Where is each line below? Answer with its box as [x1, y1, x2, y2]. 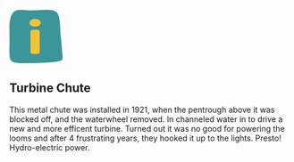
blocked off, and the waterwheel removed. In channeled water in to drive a [9, 113, 283, 125]
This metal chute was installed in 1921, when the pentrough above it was [9, 104, 275, 115]
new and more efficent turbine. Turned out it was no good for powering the [9, 123, 286, 134]
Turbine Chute [9, 81, 91, 96]
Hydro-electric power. [9, 142, 91, 152]
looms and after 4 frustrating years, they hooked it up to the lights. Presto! [9, 133, 281, 143]
